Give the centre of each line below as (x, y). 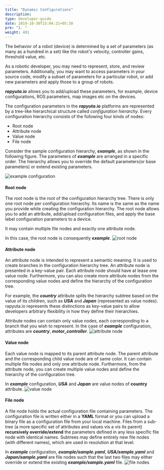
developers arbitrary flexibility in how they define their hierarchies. (72, 311)
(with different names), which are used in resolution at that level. (70, 442)
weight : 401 (17, 32)
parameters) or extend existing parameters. (49, 167)
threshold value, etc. (26, 57)
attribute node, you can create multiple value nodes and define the (72, 369)
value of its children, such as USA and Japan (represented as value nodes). (82, 301)
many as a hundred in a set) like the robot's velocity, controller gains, (75, 51)
